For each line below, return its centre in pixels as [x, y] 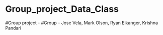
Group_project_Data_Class [62, 9]
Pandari [13, 28]
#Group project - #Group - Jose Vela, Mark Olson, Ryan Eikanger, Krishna [82, 23]
